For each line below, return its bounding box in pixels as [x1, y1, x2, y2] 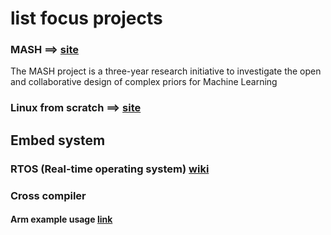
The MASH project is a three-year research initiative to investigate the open [10, 65, 322, 77]
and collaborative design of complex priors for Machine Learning [10, 76, 278, 88]
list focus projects [10, 7, 163, 30]
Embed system [10, 132, 106, 149]
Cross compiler [10, 188, 87, 202]
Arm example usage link [10, 213, 113, 226]
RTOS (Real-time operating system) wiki [10, 162, 210, 176]
